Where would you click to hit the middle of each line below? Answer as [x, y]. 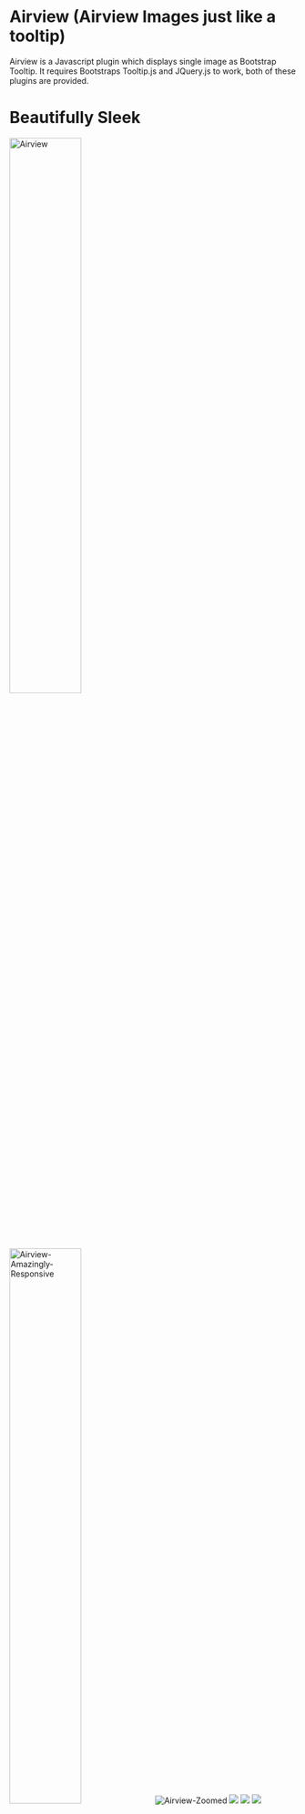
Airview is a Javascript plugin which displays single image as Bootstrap [143, 61]
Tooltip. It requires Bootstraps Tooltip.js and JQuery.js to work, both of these [152, 71]
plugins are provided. [49, 80]
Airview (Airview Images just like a [142, 17]
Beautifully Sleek [75, 118]
